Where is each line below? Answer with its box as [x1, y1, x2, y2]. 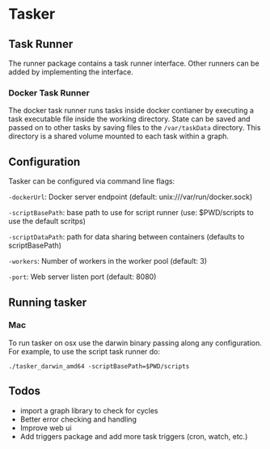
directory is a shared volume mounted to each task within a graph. [8, 131, 229, 142]
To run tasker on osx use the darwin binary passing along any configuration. [8, 337, 263, 348]
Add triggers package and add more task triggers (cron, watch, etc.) [19, 431, 248, 441]
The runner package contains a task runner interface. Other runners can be [8, 58, 260, 68]
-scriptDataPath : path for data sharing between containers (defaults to [8, 232, 245, 242]
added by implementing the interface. [8, 67, 133, 77]
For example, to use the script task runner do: [8, 346, 160, 356]
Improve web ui [19, 422, 72, 433]
